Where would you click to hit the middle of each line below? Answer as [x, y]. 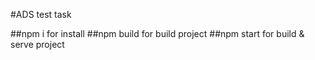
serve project [37, 44]
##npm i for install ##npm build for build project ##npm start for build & [157, 33]
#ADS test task [41, 14]
